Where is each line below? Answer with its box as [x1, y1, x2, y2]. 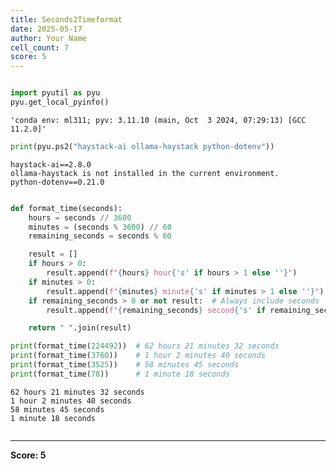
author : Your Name [10, 33, 87, 43]
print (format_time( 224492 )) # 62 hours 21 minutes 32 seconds [10, 341, 280, 351]
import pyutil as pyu [10, 88, 101, 98]
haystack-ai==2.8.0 [10, 159, 92, 170]
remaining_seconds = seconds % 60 [28, 231, 172, 241]
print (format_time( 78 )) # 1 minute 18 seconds [10, 369, 230, 379]
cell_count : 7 [10, 42, 70, 53]
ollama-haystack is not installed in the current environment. [10, 168, 280, 178]
